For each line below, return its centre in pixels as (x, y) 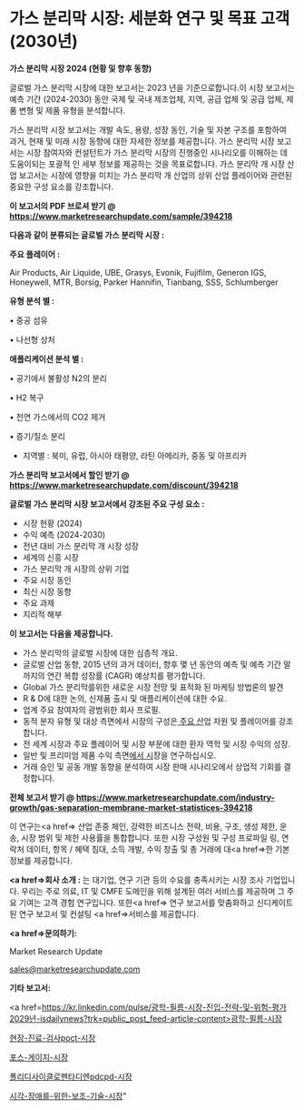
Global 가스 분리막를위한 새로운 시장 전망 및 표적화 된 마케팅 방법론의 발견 (153, 687)
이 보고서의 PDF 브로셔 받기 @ (63, 206)
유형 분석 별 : (32, 300)
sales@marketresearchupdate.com (75, 969)
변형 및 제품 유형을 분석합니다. (72, 110)
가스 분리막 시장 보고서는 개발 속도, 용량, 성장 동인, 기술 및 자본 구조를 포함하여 (148, 129)
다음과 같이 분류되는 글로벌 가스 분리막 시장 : (87, 235)
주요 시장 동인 (47, 580)
